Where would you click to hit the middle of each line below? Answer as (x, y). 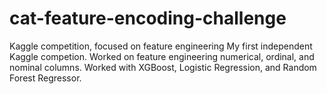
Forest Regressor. (45, 78)
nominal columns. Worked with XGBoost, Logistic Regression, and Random (163, 67)
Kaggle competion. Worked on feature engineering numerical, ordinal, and (162, 56)
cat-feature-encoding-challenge (148, 18)
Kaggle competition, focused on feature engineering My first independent (161, 46)
